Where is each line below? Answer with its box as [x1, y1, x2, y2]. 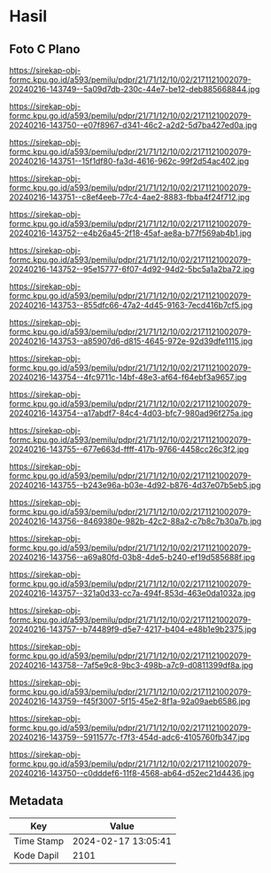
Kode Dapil [13, 849, 59, 861]
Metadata [9, 793, 64, 808]
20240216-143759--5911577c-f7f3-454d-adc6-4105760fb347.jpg [9, 732, 250, 742]
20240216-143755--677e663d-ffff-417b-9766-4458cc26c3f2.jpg [9, 444, 250, 454]
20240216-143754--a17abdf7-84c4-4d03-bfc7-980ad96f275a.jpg [9, 408, 253, 418]
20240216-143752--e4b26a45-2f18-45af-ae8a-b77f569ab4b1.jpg [9, 228, 252, 238]
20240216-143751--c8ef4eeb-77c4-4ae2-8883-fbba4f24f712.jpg [9, 192, 250, 202]
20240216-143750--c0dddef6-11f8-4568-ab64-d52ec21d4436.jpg [9, 768, 255, 778]
